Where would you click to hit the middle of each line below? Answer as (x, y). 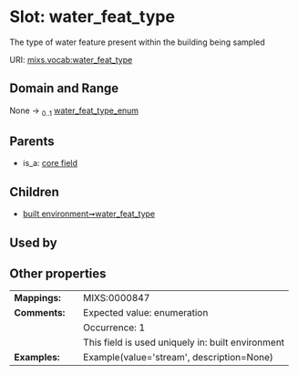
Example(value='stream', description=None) (178, 358)
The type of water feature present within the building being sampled (138, 42)
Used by (33, 242)
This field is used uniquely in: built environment (184, 342)
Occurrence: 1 (114, 328)
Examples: (37, 358)
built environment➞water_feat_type (89, 214)
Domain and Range (64, 89)
